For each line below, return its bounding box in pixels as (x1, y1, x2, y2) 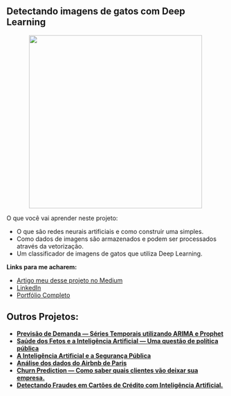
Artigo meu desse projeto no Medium (16, 276, 123, 285)
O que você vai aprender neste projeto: (6, 214, 118, 222)
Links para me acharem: (6, 262, 77, 271)
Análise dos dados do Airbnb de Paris (16, 359, 127, 367)
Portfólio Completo (16, 291, 71, 299)
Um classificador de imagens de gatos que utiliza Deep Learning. (16, 249, 203, 258)
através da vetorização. (16, 242, 84, 250)
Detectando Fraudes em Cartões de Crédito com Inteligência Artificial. (16, 381, 223, 389)
